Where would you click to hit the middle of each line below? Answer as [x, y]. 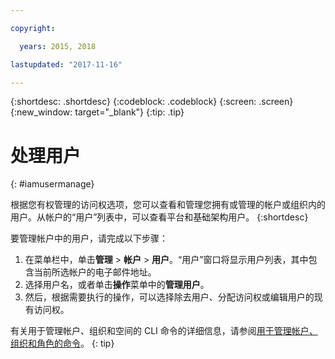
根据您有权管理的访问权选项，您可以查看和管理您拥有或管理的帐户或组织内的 [168, 205]
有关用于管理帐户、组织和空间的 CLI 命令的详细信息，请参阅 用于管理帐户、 [164, 331]
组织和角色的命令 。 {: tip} [62, 343]
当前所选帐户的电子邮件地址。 [95, 272]
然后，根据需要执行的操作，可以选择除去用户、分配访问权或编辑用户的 [169, 297]
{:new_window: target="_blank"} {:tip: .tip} [97, 112]
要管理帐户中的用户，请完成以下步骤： [89, 238]
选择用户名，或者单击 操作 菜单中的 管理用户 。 [117, 285]
